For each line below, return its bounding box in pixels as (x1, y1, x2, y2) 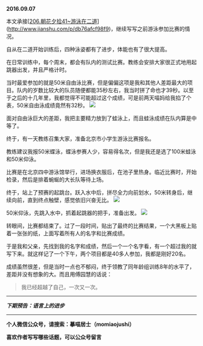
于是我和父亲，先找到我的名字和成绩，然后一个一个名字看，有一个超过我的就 (6, 242, 197, 250)
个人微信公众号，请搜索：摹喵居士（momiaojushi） (6, 321, 135, 328)
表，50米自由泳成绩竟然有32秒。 (6, 102, 89, 108)
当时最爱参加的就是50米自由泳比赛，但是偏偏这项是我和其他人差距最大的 (6, 79, 188, 86)
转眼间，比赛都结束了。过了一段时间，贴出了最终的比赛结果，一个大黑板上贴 (6, 222, 197, 229)
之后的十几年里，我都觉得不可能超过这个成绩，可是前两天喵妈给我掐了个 (11, 94, 192, 101)
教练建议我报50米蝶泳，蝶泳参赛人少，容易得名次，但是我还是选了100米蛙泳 (6, 148, 196, 155)
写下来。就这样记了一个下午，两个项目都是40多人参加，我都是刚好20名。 (6, 250, 189, 257)
